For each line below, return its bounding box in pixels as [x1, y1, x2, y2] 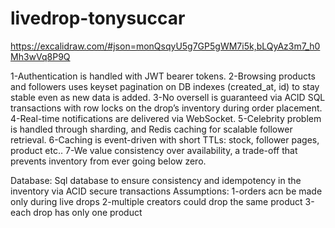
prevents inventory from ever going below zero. [10, 155, 207, 167]
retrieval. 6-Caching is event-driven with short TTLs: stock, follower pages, [10, 133, 320, 146]
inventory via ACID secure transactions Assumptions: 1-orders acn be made [10, 185, 323, 197]
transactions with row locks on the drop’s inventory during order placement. [10, 102, 323, 114]
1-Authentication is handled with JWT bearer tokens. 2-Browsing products [10, 70, 316, 82]
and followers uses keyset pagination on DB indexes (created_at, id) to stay [10, 80, 320, 92]
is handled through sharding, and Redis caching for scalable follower [10, 123, 293, 135]
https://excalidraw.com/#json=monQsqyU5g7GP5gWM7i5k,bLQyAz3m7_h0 [10, 40, 321, 52]
